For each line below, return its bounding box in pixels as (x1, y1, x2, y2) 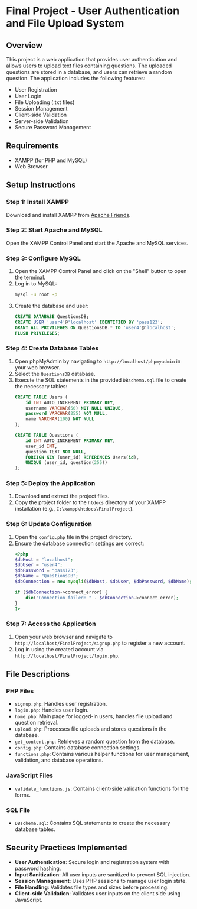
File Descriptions (6, 669, 70, 679)
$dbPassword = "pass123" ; (14, 567, 78, 574)
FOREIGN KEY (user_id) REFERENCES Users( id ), (25, 454, 140, 460)
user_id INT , (25, 443, 58, 449)
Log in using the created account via (14, 645, 104, 652)
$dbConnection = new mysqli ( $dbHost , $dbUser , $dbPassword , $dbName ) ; (14, 579, 192, 585)
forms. (14, 791, 31, 798)
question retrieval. (14, 719, 59, 726)
